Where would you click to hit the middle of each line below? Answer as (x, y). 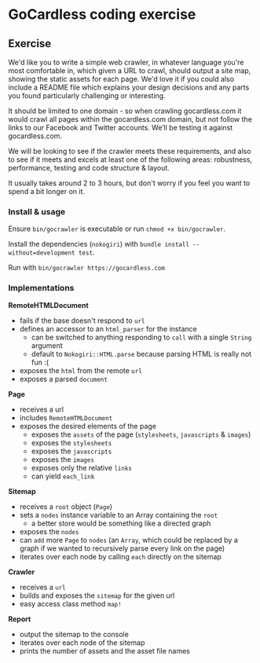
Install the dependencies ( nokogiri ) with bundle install (99, 244)
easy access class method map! (70, 603)
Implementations (41, 288)
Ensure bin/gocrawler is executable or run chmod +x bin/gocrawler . (117, 229)
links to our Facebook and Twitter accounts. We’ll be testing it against (121, 128)
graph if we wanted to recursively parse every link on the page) (122, 548)
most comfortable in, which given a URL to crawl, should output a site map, (130, 71)
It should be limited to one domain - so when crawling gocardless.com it (125, 111)
